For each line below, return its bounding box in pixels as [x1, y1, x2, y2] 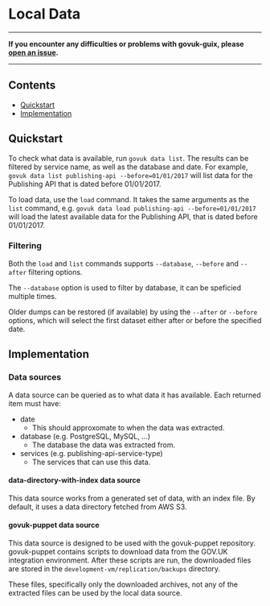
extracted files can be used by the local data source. [8, 587, 182, 597]
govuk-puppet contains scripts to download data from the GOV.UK [8, 546, 228, 556]
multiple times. [8, 291, 57, 301]
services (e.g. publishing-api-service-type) [19, 448, 163, 458]
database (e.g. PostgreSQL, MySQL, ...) [19, 431, 151, 441]
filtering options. [27, 267, 83, 276]
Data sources [8, 371, 62, 383]
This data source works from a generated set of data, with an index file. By [8, 493, 256, 503]
